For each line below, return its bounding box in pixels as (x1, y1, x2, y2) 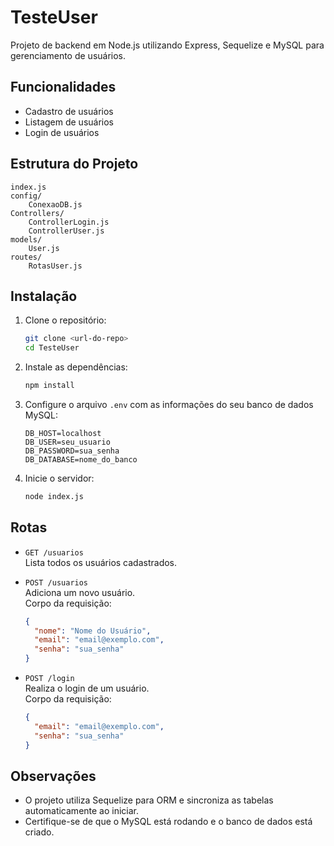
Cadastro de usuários (24, 105, 114, 117)
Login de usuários (24, 126, 100, 138)
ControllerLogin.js (28, 217, 110, 227)
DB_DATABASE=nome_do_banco (24, 455, 138, 465)
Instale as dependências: (24, 361, 128, 373)
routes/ (10, 252, 43, 262)
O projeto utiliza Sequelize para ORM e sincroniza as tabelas (24, 794, 274, 806)
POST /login (24, 674, 75, 684)
